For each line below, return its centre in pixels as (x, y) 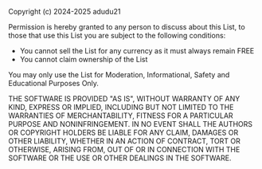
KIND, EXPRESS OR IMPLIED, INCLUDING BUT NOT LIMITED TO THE (121, 107)
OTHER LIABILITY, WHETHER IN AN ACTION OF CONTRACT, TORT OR (124, 141)
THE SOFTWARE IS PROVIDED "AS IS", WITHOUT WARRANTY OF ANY (124, 98)
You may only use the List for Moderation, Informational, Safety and (119, 75)
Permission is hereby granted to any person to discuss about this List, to (127, 27)
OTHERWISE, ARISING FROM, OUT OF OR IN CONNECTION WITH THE (124, 149)
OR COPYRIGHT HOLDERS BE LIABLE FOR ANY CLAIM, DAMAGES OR (123, 132)
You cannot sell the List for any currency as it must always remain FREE (137, 51)
